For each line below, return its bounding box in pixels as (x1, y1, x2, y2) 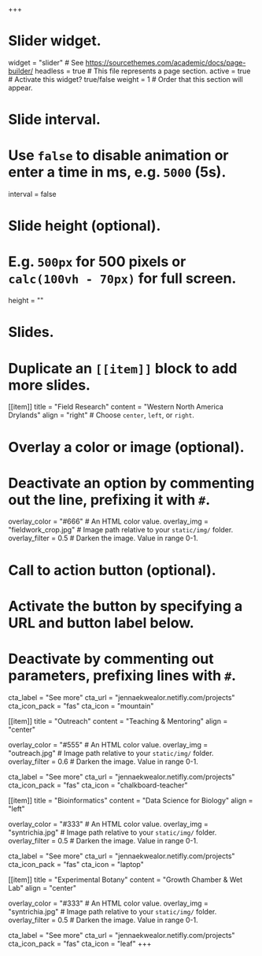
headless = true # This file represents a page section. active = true (35, 66, 251, 76)
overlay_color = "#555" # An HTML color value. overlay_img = (8, 739, 208, 749)
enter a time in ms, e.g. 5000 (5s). (8, 163, 227, 181)
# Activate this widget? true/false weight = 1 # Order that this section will (8, 74, 244, 83)
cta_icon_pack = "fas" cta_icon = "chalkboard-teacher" (8, 780, 188, 790)
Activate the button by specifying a (8, 597, 243, 615)
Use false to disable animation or (8, 146, 230, 165)
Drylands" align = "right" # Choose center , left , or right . (8, 410, 194, 420)
